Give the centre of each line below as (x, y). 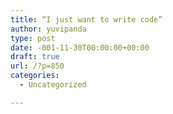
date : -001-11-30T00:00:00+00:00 (80, 47)
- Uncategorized (53, 85)
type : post (33, 38)
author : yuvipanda (48, 29)
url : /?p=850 (37, 66)
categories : (35, 76)
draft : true (35, 57)
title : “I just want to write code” (86, 19)
